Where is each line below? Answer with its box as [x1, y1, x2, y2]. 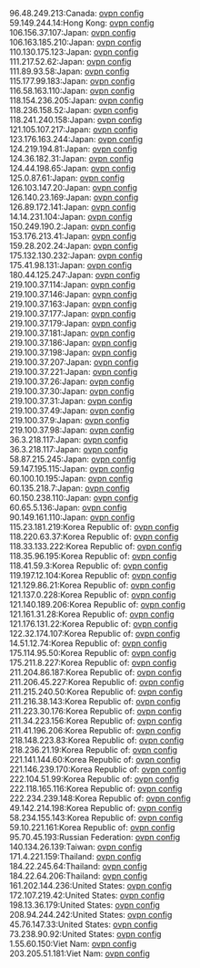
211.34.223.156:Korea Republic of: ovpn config [9, 715, 183, 726]
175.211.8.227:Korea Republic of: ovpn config [9, 657, 177, 668]
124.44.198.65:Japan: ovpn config [9, 163, 136, 173]
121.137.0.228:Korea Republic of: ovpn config [9, 589, 176, 600]
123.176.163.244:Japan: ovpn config [9, 134, 144, 144]
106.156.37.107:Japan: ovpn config [9, 27, 136, 37]
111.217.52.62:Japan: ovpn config [9, 57, 132, 67]
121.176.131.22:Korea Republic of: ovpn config [9, 619, 178, 629]
